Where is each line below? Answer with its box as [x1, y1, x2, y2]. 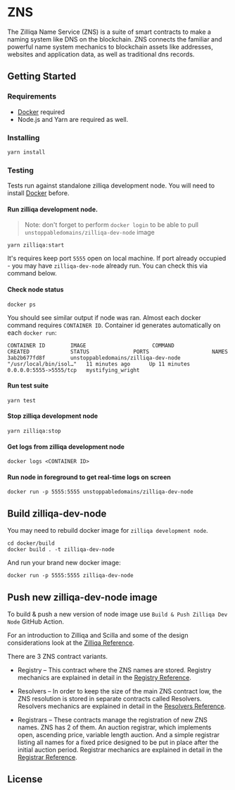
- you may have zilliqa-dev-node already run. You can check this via [7, 261, 208, 270]
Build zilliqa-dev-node [7, 507, 107, 519]
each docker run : [7, 328, 58, 337]
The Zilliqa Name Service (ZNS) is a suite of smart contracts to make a [7, 27, 211, 36]
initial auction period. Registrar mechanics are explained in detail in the [17, 745, 223, 754]
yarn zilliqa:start [7, 242, 65, 249]
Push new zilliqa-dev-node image [7, 591, 158, 603]
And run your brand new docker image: [7, 558, 121, 567]
